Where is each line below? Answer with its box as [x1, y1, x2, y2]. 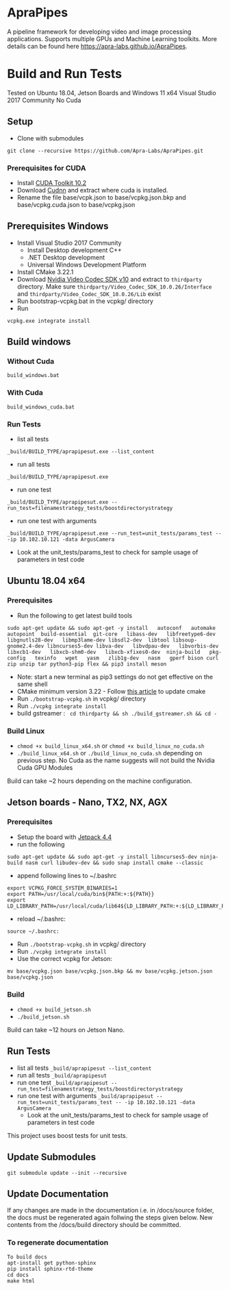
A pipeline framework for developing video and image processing [7, 27, 192, 36]
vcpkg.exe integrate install [7, 317, 90, 324]
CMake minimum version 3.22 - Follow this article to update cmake [16, 687, 206, 695]
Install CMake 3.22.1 [16, 267, 74, 276]
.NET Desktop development [27, 253, 105, 261]
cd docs [7, 1271, 29, 1278]
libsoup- [172, 636, 197, 644]
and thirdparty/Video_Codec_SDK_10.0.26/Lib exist [16, 289, 162, 297]
